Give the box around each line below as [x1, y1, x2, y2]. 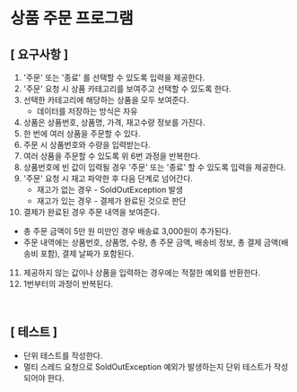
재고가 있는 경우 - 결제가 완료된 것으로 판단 [36, 196, 187, 206]
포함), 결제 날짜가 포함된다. [39, 248, 135, 258]
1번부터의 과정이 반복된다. [22, 279, 114, 289]
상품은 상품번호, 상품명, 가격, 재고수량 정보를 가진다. [22, 118, 205, 127]
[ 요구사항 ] [10, 47, 69, 62]
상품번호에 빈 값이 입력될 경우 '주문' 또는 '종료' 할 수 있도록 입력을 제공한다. [22, 162, 286, 172]
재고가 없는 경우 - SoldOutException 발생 [36, 185, 183, 195]
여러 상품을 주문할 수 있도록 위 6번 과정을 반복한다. [22, 151, 201, 161]
